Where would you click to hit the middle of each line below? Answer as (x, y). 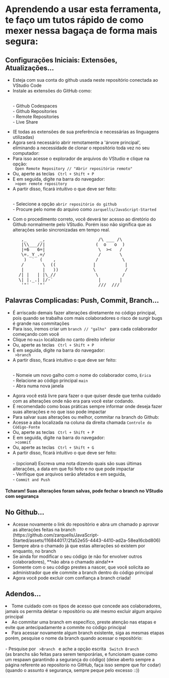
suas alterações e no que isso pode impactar (59, 412)
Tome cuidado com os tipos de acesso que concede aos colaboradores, (87, 606)
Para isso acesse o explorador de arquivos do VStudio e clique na (81, 158)
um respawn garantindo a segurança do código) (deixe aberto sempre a (80, 660)
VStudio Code (27, 85)
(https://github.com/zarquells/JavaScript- (56, 535)
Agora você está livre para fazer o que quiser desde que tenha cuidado (87, 395)
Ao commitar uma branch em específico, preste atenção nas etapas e (84, 622)
